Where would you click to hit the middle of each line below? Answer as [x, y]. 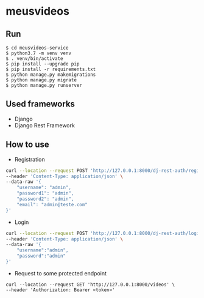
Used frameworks [40, 104]
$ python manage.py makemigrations [51, 75]
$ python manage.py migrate [41, 80]
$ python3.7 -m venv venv [38, 53]
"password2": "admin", [45, 199]
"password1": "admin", [45, 193]
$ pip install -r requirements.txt [51, 69]
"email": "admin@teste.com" [52, 204]
